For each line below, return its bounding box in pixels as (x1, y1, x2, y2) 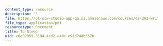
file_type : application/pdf (5, 20, 62, 25)
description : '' (5, 11, 38, 16)
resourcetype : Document (5, 25, 53, 30)
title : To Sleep (5, 29, 38, 34)
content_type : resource (5, 7, 53, 12)
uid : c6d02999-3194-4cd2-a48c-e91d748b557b (5, 34, 95, 39)
